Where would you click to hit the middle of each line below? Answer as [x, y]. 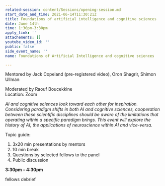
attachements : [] [23, 38]
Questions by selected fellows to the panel [56, 155]
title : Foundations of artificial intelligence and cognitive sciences [81, 19]
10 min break [25, 150]
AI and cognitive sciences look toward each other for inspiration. [72, 104]
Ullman [12, 79]
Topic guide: [18, 135]
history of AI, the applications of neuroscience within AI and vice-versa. [79, 125]
